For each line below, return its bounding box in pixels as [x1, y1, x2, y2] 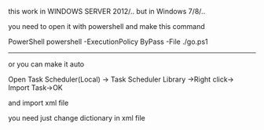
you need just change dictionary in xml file [8, 114, 145, 122]
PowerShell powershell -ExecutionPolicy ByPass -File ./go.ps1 [8, 37, 208, 46]
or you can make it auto [8, 60, 85, 69]
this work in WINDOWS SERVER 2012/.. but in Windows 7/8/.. [8, 7, 206, 16]
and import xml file [8, 98, 69, 107]
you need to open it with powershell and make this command [8, 22, 206, 31]
